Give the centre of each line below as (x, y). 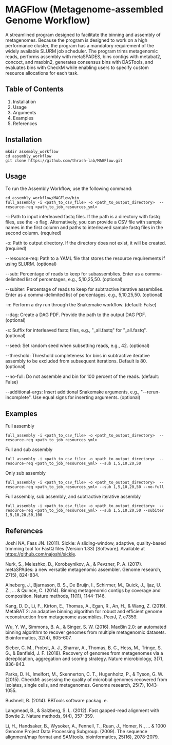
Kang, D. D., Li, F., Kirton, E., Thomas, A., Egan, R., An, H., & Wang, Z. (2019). (86, 606)
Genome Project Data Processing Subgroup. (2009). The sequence (77, 731)
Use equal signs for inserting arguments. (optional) (87, 397)
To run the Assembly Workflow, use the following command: (69, 188)
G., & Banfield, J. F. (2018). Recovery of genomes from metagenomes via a (84, 653)
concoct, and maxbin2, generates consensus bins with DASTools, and (79, 62)
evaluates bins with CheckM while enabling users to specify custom (77, 67)
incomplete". (19, 397)
